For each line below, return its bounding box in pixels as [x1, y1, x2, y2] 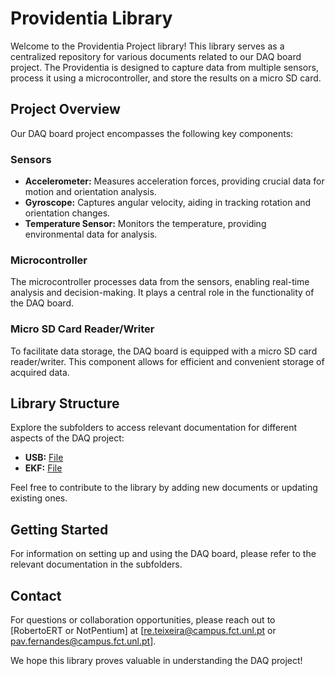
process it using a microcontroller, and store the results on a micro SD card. [10, 72, 322, 84]
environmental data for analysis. [24, 228, 158, 241]
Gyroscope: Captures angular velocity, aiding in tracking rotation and [24, 197, 312, 209]
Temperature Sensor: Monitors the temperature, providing [24, 218, 267, 230]
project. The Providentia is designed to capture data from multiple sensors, [10, 61, 319, 73]
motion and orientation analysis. [24, 186, 157, 198]
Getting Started [10, 521, 109, 538]
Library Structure [10, 395, 120, 412]
